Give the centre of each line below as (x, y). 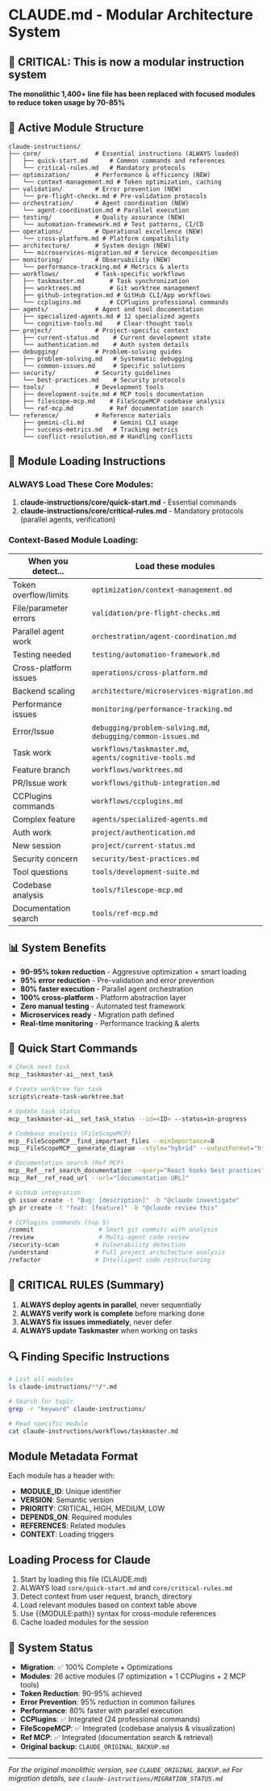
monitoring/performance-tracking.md (162, 709)
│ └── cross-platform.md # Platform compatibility (99, 239)
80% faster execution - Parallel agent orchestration (106, 989)
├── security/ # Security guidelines (90, 373)
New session (37, 845)
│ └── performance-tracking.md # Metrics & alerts (99, 267)
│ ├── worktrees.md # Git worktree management (104, 288)
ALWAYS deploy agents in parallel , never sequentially (110, 1304)
